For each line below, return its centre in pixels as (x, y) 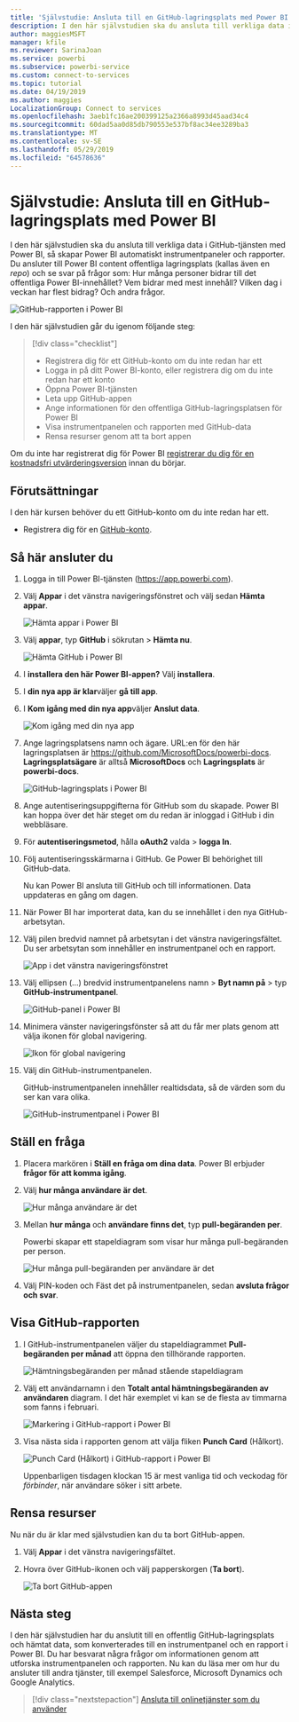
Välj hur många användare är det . (85, 1189)
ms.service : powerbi (48, 59)
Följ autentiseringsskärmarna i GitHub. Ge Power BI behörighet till (142, 859)
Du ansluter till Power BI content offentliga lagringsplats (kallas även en (140, 264)
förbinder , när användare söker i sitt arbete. (102, 1485)
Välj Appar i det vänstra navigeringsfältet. (99, 1552)
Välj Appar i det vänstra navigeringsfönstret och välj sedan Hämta (144, 596)
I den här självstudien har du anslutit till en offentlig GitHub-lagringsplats (142, 1635)
